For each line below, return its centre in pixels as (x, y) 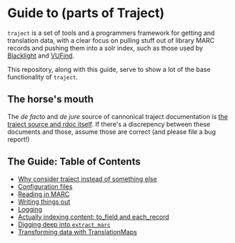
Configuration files (45, 186)
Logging (30, 209)
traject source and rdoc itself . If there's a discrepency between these (109, 124)
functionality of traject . (43, 77)
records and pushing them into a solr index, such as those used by (105, 48)
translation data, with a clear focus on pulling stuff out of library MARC (111, 40)
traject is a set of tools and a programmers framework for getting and (111, 33)
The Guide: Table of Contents (74, 162)
